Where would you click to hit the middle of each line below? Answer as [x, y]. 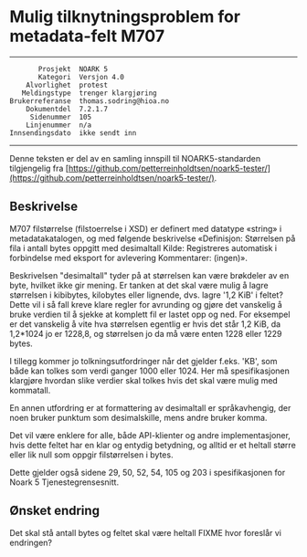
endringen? [31, 542]
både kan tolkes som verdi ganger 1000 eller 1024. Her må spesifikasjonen [150, 371]
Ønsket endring [55, 511]
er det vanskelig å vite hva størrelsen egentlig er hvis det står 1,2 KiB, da [145, 324]
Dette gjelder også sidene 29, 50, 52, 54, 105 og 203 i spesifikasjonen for [148, 472]
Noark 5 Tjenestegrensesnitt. [64, 482]
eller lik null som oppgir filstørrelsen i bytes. [91, 455]
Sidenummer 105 [61, 117]
